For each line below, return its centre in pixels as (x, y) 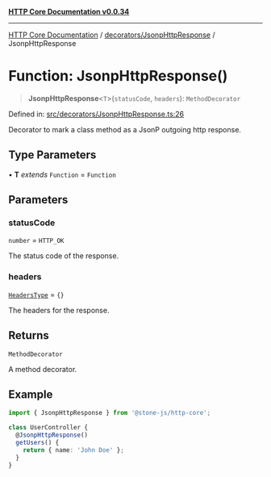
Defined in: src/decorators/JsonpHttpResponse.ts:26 (96, 114)
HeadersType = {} (36, 295)
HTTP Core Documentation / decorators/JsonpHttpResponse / (112, 35)
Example (31, 394)
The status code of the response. (64, 256)
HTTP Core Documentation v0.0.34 (69, 12)
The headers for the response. (59, 310)
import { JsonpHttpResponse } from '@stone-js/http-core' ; (110, 413)
